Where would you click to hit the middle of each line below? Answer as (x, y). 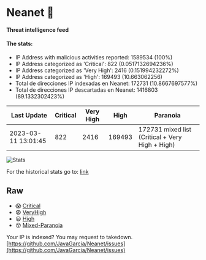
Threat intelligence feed (38, 29)
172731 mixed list (165, 129)
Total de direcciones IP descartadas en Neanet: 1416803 (86, 90)
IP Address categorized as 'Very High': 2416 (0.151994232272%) (97, 70)
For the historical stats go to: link (48, 171)
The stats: (20, 44)
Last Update (29, 115)
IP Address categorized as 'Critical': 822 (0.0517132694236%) (94, 64)
